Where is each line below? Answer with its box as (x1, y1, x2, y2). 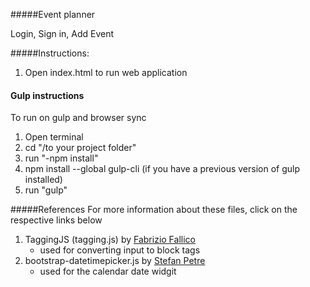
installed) (24, 174, 63, 186)
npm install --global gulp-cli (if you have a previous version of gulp (24, 163, 301, 175)
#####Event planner (10, 9, 96, 20)
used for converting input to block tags (39, 244, 201, 256)
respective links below (10, 214, 103, 226)
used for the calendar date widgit (39, 265, 177, 278)
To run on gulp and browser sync (10, 112, 147, 124)
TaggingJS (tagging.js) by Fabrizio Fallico (24, 234, 196, 246)
